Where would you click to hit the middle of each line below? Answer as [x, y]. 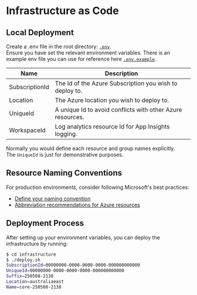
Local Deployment [40, 33]
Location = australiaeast [35, 282]
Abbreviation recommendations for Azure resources [77, 205]
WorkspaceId [27, 130]
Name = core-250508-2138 [34, 287]
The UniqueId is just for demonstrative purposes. [65, 155]
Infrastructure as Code [62, 11]
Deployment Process [45, 223]
